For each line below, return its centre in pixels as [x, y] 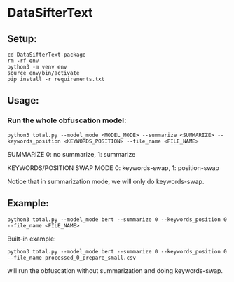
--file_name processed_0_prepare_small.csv [72, 258]
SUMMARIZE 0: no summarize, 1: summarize [71, 154]
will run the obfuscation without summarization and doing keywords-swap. [115, 270]
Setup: [22, 39]
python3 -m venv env [37, 67]
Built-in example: [32, 239]
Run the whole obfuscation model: [67, 120]
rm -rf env [23, 61]
